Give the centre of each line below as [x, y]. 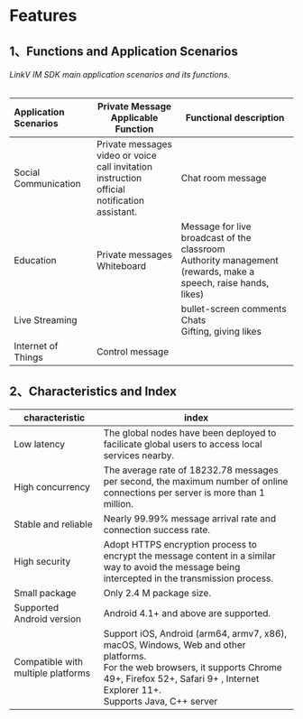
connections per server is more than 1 [184, 493]
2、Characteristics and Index [93, 392]
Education [35, 260]
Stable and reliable [53, 524]
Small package [45, 593]
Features [43, 16]
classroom [203, 249]
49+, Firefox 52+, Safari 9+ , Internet [181, 678]
